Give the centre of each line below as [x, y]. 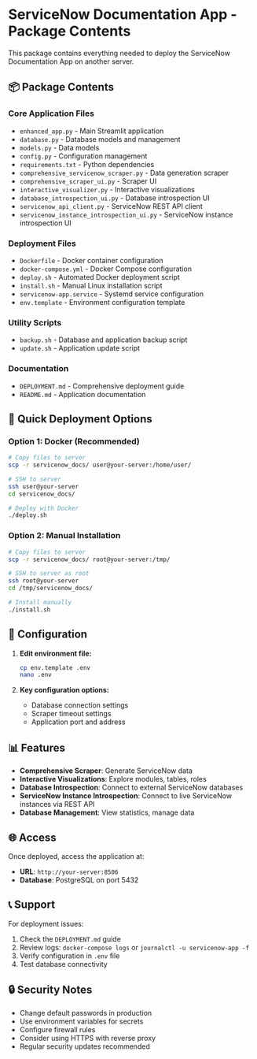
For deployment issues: [46, 923]
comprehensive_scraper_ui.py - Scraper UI [88, 181]
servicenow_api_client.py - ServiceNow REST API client [111, 206]
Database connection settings [80, 705]
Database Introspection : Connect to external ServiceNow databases [131, 788]
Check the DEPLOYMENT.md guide [70, 938]
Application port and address [78, 722]
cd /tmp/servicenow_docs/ [50, 589]
